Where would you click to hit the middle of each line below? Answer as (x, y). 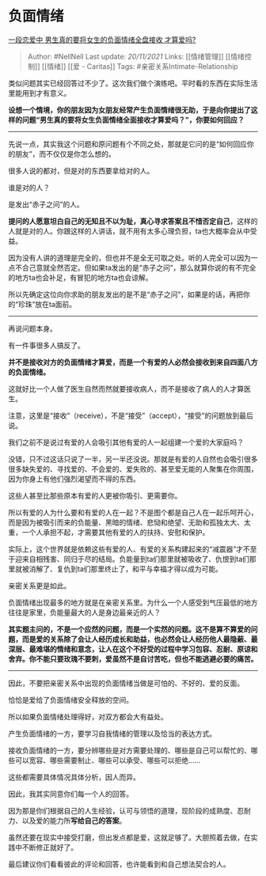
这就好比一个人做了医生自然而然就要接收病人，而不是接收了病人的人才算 (126, 389)
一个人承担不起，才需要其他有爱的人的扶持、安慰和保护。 (116, 532)
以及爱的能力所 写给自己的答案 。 (74, 821)
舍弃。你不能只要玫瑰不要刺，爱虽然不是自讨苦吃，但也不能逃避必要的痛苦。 (133, 658)
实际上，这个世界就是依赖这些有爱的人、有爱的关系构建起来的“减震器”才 (126, 549)
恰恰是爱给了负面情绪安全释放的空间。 (70, 700)
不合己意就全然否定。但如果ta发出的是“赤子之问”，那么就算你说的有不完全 (135, 267)
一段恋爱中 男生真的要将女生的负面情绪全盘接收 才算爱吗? (102, 40)
